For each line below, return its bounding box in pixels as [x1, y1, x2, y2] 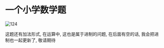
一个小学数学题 [5, 4, 67, 16]
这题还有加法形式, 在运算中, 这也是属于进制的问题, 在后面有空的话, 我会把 [5, 31, 155, 37]
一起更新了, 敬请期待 [13, 37, 56, 43]
